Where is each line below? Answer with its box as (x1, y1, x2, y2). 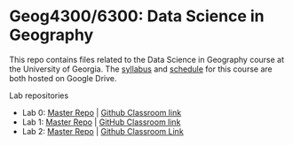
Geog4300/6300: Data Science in (9, 6, 265, 27)
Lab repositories (9, 90, 69, 101)
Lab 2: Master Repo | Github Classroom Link (21, 126, 184, 136)
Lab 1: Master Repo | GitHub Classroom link (21, 117, 181, 127)
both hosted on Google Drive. (9, 72, 117, 83)
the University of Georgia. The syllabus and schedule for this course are (9, 64, 273, 74)
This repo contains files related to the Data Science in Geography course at (9, 54, 285, 65)
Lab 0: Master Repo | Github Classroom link (21, 107, 182, 118)
